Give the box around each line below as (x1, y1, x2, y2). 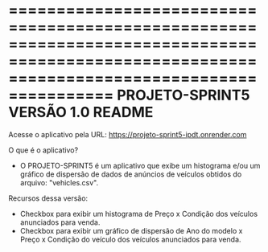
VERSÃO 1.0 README (8, 104, 154, 121)
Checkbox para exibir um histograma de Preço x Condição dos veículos (19, 209, 258, 218)
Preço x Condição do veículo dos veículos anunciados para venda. (19, 234, 241, 244)
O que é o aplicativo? (8, 145, 79, 155)
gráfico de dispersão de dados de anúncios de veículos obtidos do (19, 169, 242, 179)
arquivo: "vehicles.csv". (19, 177, 99, 187)
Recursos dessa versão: (8, 193, 89, 203)
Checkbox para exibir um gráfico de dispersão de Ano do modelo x (19, 226, 243, 235)
